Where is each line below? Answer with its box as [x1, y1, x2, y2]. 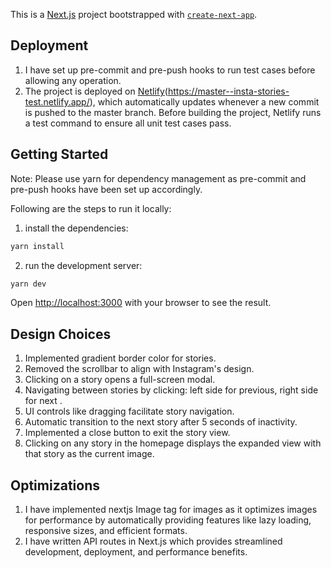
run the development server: [24, 259, 143, 271]
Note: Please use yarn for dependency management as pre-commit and [10, 172, 307, 184]
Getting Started [10, 146, 109, 163]
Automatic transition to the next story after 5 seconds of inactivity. [24, 416, 298, 428]
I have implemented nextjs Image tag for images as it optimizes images [24, 504, 318, 515]
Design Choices [10, 325, 112, 343]
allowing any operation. [24, 74, 122, 86]
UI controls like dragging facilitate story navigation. [24, 405, 235, 418]
